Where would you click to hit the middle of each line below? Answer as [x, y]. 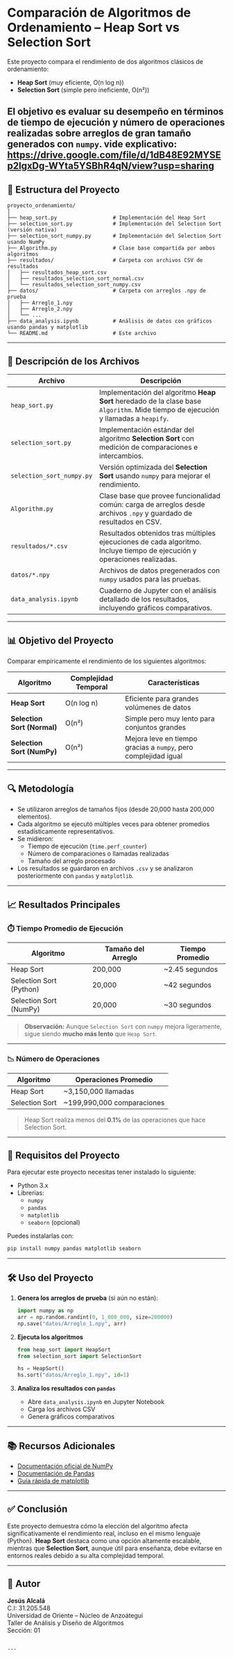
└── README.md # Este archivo [82, 334]
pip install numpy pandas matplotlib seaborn [74, 1249]
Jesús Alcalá [26, 1601]
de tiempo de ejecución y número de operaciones [116, 123]
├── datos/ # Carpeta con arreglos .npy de [107, 291]
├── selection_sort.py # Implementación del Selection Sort [114, 224]
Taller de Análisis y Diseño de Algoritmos [66, 1623]
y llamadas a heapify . [134, 418]
